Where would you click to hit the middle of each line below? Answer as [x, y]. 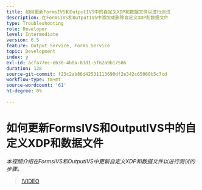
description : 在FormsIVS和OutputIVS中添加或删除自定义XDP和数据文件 [88, 18]
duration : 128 [24, 68]
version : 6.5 [23, 40]
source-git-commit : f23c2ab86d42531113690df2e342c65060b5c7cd [87, 74]
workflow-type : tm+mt [34, 80]
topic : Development [31, 52]
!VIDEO [30, 181]
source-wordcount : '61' [37, 86]
